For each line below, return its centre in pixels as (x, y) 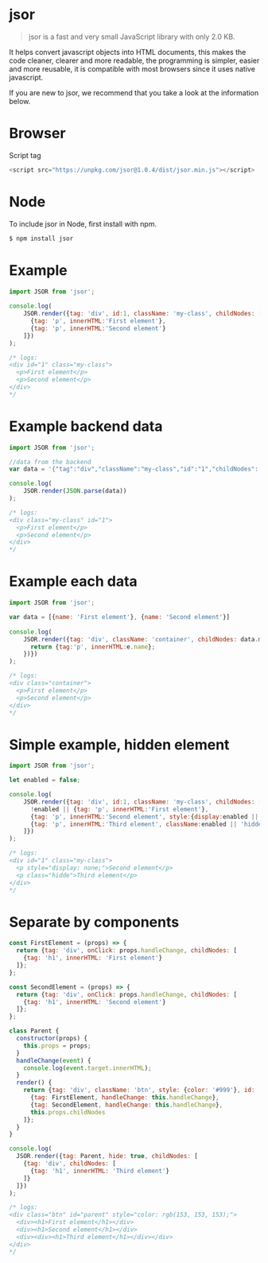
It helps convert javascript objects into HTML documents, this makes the (128, 52)
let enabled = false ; (45, 781)
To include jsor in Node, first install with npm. (83, 223)
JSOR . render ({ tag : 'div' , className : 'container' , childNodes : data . (141, 639)
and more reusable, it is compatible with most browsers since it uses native (132, 68)
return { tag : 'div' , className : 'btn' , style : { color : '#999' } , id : (139, 1091)
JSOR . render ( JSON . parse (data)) (75, 491)
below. (20, 101)
